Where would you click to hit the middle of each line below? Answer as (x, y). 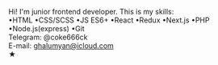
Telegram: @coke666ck (48, 37)
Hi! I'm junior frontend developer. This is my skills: (91, 12)
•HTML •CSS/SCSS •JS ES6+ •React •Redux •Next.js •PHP (109, 20)
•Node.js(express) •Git (46, 28)
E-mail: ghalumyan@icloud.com (61, 46)
